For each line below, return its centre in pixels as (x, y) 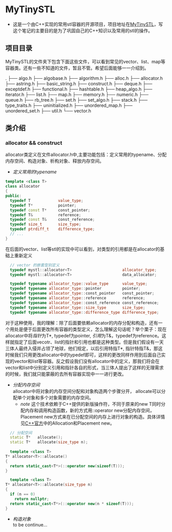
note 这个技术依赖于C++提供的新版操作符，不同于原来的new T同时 (91, 404)
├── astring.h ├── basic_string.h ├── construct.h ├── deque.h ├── (79, 83)
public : (14, 196)
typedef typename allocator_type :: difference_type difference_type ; (84, 312)
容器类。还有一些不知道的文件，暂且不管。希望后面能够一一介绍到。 (77, 68)
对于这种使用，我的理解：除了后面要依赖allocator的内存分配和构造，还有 (82, 322)
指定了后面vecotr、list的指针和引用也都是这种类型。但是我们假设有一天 (89, 342)
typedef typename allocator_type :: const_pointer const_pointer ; (82, 293)
